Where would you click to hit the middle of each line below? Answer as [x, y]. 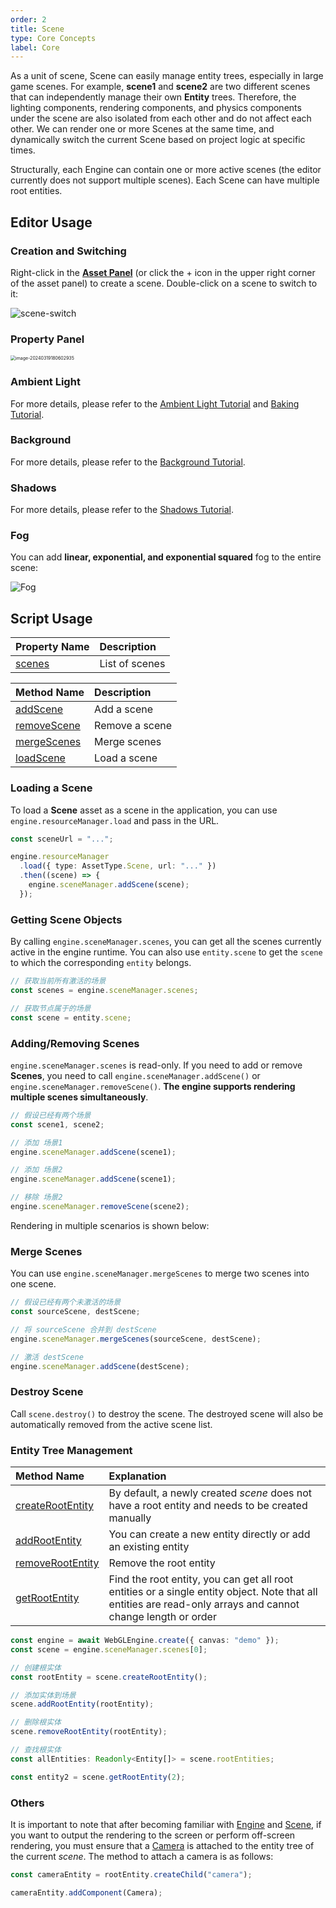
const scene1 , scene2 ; [57, 1124]
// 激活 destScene [47, 1357]
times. [23, 150]
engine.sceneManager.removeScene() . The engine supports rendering [153, 1086]
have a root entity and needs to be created [208, 1506]
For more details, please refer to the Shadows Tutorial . [122, 510]
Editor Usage [51, 222]
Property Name [52, 647]
